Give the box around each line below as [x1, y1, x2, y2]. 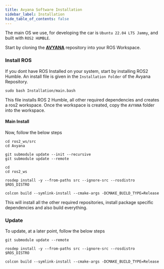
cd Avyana [5, 143, 26, 148]
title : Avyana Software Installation [5, 7, 82, 12]
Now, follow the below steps [5, 129, 62, 135]
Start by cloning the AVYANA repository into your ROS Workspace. [5, 45, 141, 51]
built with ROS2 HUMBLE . [5, 35, 51, 41]
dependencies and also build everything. [5, 204, 87, 210]
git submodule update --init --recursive [5, 152, 91, 157]
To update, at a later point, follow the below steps [5, 228, 105, 234]
